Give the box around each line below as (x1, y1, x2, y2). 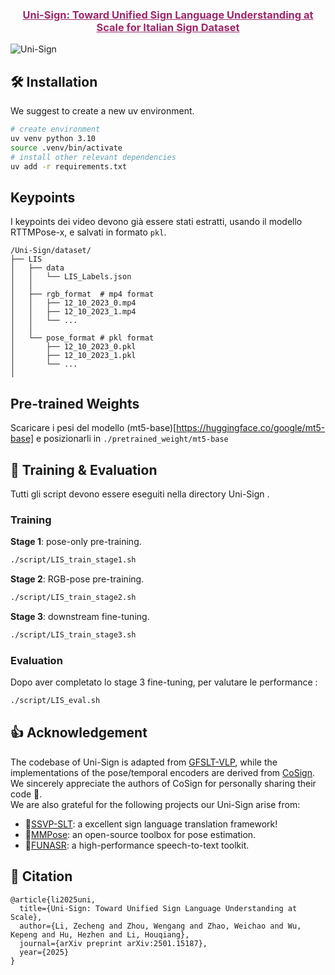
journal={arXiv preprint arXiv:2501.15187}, (19, 938, 208, 948)
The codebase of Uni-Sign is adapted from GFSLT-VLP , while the (10, 756, 278, 768)
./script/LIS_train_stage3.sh (10, 629, 137, 640)
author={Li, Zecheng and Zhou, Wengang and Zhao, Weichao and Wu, (19, 921, 302, 931)
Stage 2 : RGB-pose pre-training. (10, 573, 145, 585)
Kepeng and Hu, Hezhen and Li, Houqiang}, (10, 929, 190, 940)
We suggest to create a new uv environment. (10, 105, 195, 117)
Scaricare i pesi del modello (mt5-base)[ (10, 422, 177, 434)
